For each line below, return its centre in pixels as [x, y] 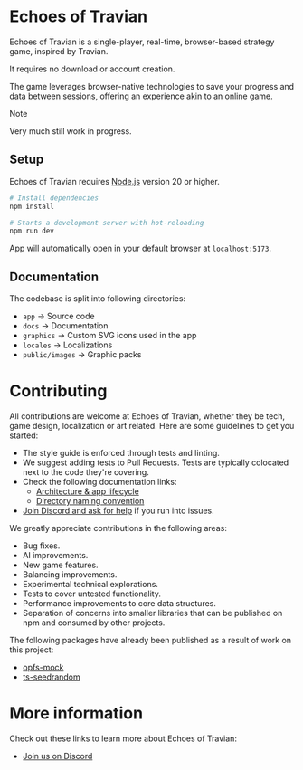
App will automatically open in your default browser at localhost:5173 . [141, 248]
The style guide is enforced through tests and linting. [121, 453]
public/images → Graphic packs [82, 355]
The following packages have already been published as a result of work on [151, 640]
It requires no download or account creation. [92, 69]
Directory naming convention [90, 501]
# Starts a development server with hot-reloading [107, 223]
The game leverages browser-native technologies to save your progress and [152, 86]
